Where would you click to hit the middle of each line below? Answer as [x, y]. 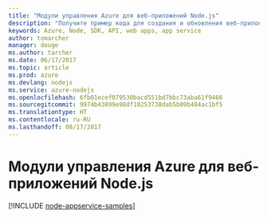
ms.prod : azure [33, 75]
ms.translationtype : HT [48, 113]
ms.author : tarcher [41, 53]
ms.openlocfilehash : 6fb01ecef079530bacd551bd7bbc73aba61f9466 [116, 97]
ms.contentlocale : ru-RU [49, 120]
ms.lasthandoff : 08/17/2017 [55, 127]
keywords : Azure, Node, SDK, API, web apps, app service [105, 30]
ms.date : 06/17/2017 [43, 61]
